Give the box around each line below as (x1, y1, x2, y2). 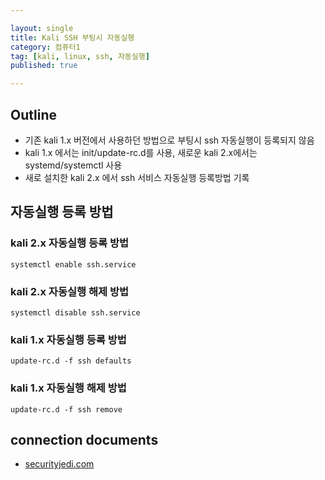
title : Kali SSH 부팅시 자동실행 (10, 32, 135, 43)
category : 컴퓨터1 (10, 42, 81, 52)
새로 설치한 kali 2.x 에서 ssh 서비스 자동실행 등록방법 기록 (24, 171, 250, 183)
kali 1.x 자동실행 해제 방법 (10, 381, 127, 395)
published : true (10, 61, 78, 71)
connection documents (10, 431, 159, 448)
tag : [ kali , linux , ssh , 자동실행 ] (10, 51, 150, 61)
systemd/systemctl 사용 (24, 159, 123, 171)
